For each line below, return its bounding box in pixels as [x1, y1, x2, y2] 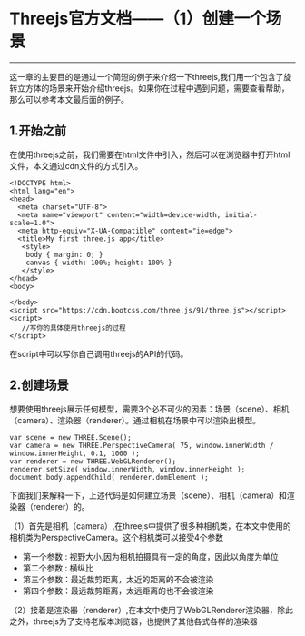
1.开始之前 [9, 124, 67, 139]
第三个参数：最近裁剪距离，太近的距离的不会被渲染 [22, 573, 214, 584]
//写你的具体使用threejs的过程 [21, 323, 126, 333]
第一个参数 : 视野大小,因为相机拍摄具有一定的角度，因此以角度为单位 [22, 551, 279, 561]
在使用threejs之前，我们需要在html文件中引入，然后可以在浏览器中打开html [9, 149, 290, 160]
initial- [224, 210, 258, 219]
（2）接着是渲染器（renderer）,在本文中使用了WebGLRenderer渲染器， [9, 604, 278, 615]
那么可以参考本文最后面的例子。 [9, 94, 129, 104]
